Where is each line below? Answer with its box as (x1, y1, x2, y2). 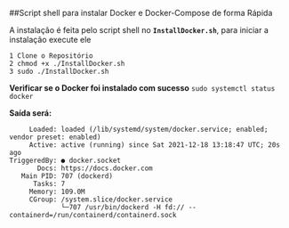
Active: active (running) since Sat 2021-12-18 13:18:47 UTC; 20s (28, 141, 280, 150)
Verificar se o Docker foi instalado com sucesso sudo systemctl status (9, 83, 276, 93)
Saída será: (9, 108, 52, 118)
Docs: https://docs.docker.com (36, 164, 153, 173)
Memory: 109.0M (28, 187, 86, 196)
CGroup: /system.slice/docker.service (28, 195, 173, 204)
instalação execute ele (9, 35, 92, 45)
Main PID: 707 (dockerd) (20, 172, 114, 181)
